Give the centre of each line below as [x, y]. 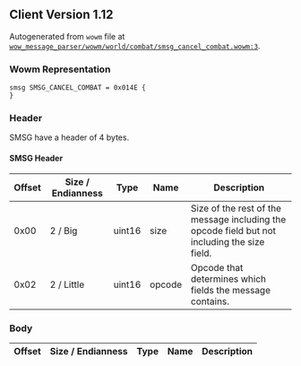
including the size [228, 241]
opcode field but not [233, 231]
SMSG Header [36, 158]
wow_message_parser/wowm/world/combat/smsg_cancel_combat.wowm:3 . [135, 46]
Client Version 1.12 [61, 15]
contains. [211, 301]
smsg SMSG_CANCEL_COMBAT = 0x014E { [77, 88]
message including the [239, 219]
